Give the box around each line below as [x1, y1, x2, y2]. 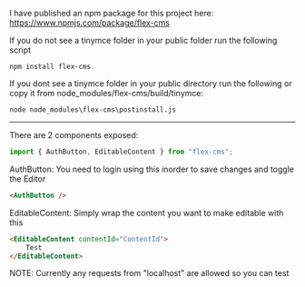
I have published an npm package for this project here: [9, 8, 214, 18]
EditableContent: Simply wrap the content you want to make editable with [9, 207, 284, 218]
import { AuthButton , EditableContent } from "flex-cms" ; [9, 147, 233, 156]
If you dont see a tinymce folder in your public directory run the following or [9, 78, 292, 89]
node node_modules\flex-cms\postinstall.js [9, 105, 177, 114]
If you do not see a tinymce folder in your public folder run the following [9, 35, 278, 45]
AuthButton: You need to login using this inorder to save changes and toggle [9, 163, 295, 174]
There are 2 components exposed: [9, 130, 139, 140]
